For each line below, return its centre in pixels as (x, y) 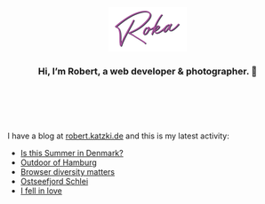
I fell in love (41, 191)
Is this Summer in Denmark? (72, 153)
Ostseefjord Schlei (54, 182)
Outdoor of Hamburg (59, 162)
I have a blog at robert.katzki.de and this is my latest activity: (118, 136)
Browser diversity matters (68, 172)
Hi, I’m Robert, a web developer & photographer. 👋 (148, 71)
